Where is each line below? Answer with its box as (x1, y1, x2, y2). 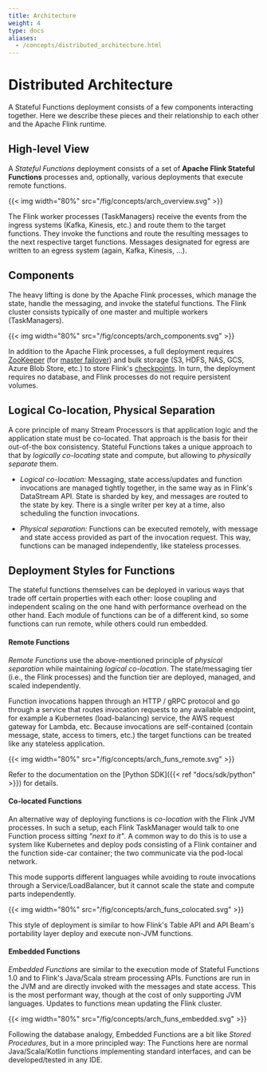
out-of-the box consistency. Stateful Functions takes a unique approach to (8, 441, 253, 452)
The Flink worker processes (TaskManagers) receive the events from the (8, 211, 247, 221)
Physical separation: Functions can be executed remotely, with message (19, 524, 258, 533)
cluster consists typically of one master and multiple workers (8, 307, 209, 317)
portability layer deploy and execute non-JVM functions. (8, 928, 194, 938)
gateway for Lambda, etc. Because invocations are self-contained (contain (8, 721, 253, 731)
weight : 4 (8, 19, 41, 27)
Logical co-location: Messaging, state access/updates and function (19, 474, 242, 484)
